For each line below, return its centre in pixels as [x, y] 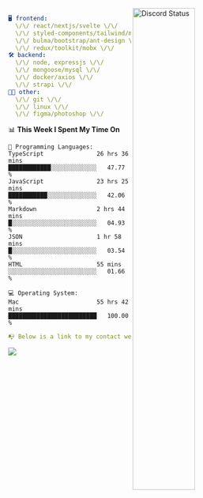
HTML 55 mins [65, 265]
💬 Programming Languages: [51, 147]
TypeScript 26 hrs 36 [68, 154]
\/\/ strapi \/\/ [44, 85]
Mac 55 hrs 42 [68, 302]
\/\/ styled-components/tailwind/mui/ [79, 33]
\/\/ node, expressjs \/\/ [60, 62]
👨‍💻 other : [24, 92]
